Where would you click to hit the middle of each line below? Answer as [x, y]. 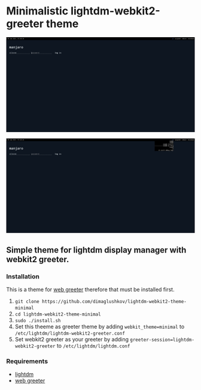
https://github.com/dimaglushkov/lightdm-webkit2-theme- [114, 302]
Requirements [27, 361]
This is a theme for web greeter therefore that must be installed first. [90, 290]
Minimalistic [37, 11]
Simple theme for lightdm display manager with [96, 250]
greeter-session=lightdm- [162, 340]
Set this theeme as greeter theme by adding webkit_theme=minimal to [100, 327]
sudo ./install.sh [38, 321]
